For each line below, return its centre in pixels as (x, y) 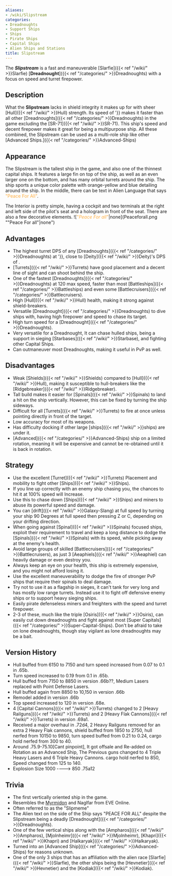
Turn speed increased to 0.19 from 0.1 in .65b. (61, 676)
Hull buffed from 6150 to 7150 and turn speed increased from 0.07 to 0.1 (89, 665)
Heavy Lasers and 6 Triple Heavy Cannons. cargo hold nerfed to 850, (86, 758)
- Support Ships (23, 29)
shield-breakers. (30, 305)
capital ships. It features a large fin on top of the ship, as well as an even (82, 174)
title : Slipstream (25, 53)
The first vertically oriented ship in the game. (60, 797)
